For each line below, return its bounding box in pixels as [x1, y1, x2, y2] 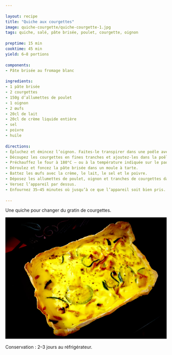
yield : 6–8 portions [5, 51, 50, 57]
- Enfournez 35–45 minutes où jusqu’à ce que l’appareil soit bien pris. [5, 187, 166, 192]
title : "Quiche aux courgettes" [5, 19, 74, 24]
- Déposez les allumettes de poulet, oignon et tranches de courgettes [5, 176, 161, 181]
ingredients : [5, 79, 33, 84]
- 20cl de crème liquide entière [5, 117, 77, 122]
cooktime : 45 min [5, 46, 42, 51]
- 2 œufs [5, 106, 24, 111]
